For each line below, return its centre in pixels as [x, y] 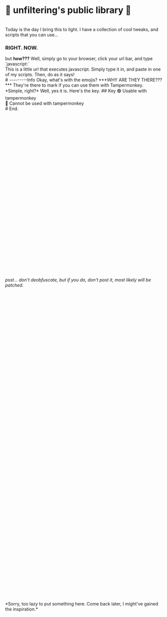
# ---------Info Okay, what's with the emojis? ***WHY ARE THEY [73, 80]
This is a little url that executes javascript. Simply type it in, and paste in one [83, 69]
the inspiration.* [22, 609]
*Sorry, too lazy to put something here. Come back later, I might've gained [82, 604]
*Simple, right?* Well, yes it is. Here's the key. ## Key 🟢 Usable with [76, 91]
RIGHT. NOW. [22, 48]
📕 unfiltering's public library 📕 [68, 10]
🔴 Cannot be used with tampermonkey [45, 103]
